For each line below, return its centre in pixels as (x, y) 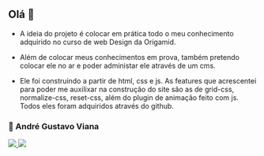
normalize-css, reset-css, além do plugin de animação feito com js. (129, 97)
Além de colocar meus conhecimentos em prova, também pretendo (129, 57)
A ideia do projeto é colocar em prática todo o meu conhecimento (127, 33)
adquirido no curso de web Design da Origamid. (98, 42)
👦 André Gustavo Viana (54, 126)
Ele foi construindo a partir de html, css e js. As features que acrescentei (138, 80)
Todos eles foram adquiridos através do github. (96, 106)
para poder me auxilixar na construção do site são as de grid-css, (127, 89)
